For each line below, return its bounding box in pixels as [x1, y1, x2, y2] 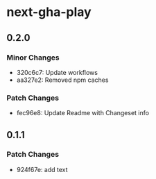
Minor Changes [6, 53, 60, 62]
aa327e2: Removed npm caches [16, 76, 109, 84]
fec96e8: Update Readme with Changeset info [16, 109, 150, 117]
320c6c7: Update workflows [16, 68, 98, 76]
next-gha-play [6, 4, 92, 20]
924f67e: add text [16, 165, 68, 173]
